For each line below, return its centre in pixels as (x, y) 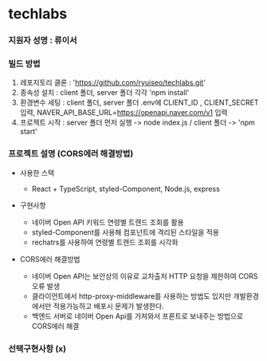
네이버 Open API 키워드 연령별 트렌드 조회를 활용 (108, 222)
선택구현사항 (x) (37, 348)
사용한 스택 (37, 173)
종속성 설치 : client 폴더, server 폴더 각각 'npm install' (104, 93)
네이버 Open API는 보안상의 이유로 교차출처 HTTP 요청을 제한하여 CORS (145, 276)
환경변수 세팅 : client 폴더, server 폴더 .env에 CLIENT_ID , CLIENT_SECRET (139, 103)
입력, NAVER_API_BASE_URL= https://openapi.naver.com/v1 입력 (124, 113)
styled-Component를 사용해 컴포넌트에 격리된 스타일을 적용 (126, 232)
